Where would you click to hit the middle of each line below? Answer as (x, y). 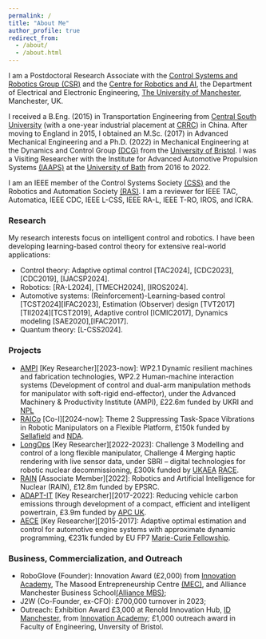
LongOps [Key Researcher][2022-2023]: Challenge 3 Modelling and (132, 444)
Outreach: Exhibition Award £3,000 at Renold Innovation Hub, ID (125, 609)
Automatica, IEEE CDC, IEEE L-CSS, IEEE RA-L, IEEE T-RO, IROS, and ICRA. (131, 200)
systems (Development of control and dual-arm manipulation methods (135, 385)
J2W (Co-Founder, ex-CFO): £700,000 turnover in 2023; (113, 601)
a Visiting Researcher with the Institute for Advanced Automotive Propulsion (133, 159)
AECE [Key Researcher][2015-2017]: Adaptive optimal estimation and (133, 521)
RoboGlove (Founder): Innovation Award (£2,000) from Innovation (128, 575)
